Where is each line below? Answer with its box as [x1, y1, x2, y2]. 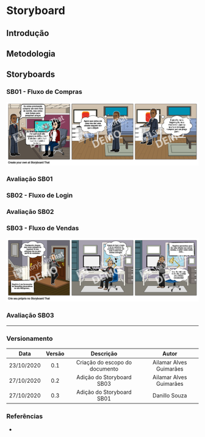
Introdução [6, 28, 49, 38]
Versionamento [6, 334, 53, 343]
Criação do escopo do [76, 358, 132, 366]
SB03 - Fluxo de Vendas [6, 224, 79, 232]
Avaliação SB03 [6, 311, 54, 320]
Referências [6, 412, 43, 421]
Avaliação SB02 [6, 208, 54, 216]
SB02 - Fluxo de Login [6, 191, 73, 200]
